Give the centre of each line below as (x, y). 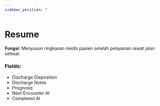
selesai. (12, 53)
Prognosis (22, 88)
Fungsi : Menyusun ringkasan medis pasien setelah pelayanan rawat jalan (80, 48)
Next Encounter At (31, 93)
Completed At (26, 98)
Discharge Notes (29, 82)
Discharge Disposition (34, 77)
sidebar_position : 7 (26, 10)
